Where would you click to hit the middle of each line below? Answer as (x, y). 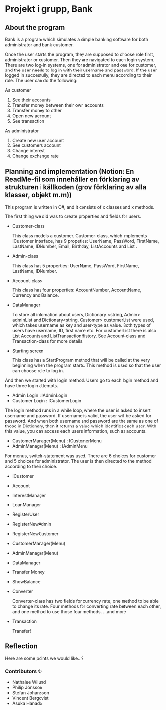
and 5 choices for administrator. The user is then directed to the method (78, 461)
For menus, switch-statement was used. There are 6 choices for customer (81, 456)
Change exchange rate (36, 156)
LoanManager (26, 504)
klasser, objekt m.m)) (39, 195)
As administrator (22, 131)
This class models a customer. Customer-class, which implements (80, 236)
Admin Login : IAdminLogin (40, 395)
